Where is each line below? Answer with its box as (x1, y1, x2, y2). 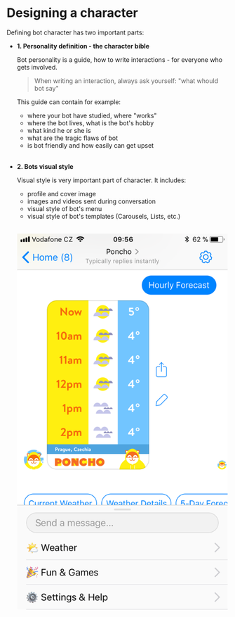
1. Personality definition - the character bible (16, 42, 150, 50)
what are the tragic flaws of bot (27, 134, 119, 142)
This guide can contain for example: (16, 97, 121, 106)
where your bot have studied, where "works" (27, 111, 157, 120)
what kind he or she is (27, 126, 92, 134)
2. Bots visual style (16, 162, 74, 170)
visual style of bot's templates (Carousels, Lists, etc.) (27, 212, 181, 220)
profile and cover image (27, 189, 96, 198)
